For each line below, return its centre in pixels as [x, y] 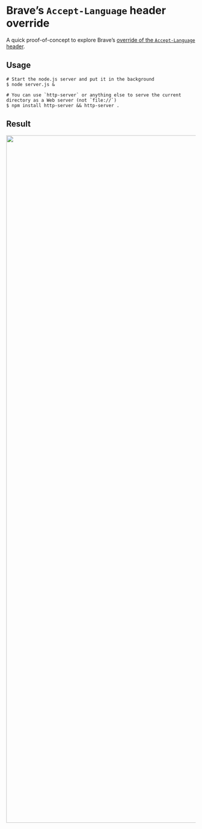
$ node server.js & [31, 84]
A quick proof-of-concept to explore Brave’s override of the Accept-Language [101, 40]
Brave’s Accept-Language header [86, 11]
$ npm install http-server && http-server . [63, 105]
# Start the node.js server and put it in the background [80, 79]
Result [19, 124]
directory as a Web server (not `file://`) [62, 100]
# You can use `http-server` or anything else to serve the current [94, 95]
